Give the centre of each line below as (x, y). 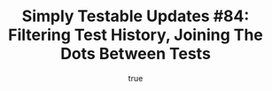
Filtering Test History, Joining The (136, 35)
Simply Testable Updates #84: (136, 16)
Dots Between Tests (136, 54)
